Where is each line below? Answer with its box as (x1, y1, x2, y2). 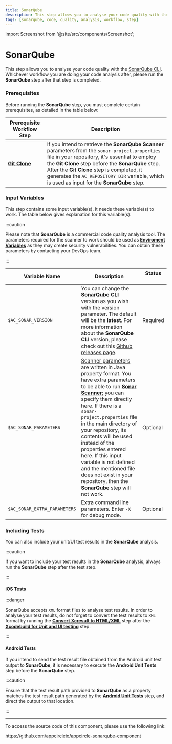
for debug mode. (81, 511, 121, 518)
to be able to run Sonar (81, 383, 137, 390)
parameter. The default (81, 310, 137, 317)
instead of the (81, 439, 115, 446)
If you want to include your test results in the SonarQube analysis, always (5, 558, 161, 565)
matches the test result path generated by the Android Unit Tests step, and (5, 693, 165, 699)
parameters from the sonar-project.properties (47, 147, 161, 154)
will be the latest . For (81, 316, 132, 324)
